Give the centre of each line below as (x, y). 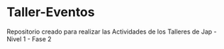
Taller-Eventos (51, 12)
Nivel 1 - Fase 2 (29, 38)
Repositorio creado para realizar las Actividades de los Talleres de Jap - (112, 31)
